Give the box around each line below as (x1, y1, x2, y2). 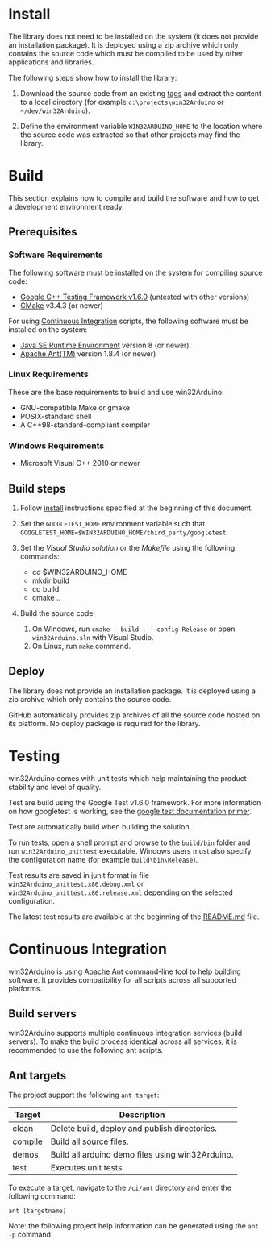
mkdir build (31, 576, 70, 585)
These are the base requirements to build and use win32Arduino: (8, 387, 224, 397)
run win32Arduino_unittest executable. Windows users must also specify (8, 846, 252, 855)
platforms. (8, 983, 43, 993)
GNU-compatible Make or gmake (19, 402, 131, 412)
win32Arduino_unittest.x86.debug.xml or (8, 879, 144, 888)
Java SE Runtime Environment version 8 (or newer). (19, 340, 192, 350)
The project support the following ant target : (8, 1090, 160, 1100)
